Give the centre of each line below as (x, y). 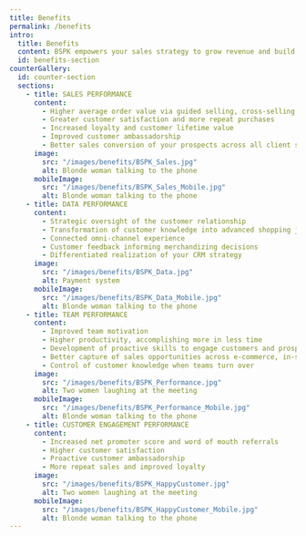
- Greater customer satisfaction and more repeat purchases (158, 119)
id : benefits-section (59, 60)
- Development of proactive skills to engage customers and (158, 348)
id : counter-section (56, 77)
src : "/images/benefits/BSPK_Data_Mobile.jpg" (132, 297)
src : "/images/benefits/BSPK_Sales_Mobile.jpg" (134, 188)
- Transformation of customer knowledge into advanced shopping (167, 230)
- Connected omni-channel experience (113, 238)
